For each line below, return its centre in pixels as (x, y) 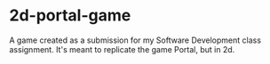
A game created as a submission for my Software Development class (135, 40)
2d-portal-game (70, 16)
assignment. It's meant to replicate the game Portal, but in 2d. (122, 49)
